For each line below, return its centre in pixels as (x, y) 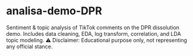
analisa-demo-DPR (54, 11)
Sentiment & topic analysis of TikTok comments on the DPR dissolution (93, 27)
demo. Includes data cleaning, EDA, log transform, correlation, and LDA (94, 33)
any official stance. (29, 46)
